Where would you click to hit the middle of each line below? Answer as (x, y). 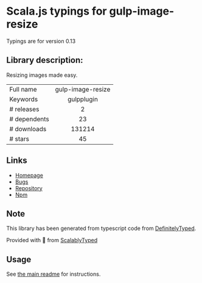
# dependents (30, 119)
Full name (23, 89)
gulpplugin (83, 99)
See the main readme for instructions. (54, 274)
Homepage (29, 175)
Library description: (45, 60)
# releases (24, 109)
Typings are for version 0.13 (41, 41)
